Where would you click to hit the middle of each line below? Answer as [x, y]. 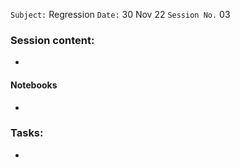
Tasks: [27, 133]
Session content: [52, 40]
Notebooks [34, 85]
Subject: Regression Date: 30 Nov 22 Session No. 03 [120, 14]
